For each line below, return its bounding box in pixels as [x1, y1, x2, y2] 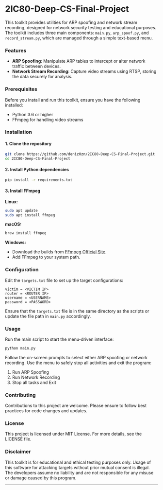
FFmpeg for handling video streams [12, 117, 83, 122]
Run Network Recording [12, 374, 60, 380]
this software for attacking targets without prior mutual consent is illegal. [5, 464, 150, 470]
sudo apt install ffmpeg [5, 212, 55, 217]
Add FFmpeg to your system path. [12, 254, 81, 260]
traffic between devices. [12, 63, 61, 69]
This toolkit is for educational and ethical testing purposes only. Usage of [5, 459, 151, 465]
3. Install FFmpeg [5, 188, 40, 194]
